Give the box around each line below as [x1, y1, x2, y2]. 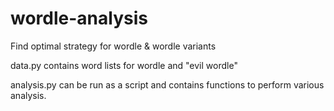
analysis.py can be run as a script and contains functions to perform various [10, 78, 325, 91]
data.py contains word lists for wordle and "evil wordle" [10, 59, 238, 71]
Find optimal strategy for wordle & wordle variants [10, 40, 217, 52]
